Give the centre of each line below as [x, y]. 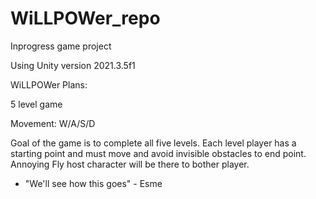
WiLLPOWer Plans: [49, 84]
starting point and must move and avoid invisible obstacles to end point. [158, 153]
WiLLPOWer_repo [85, 18]
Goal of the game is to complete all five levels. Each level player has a [153, 143]
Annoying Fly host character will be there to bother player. [130, 164]
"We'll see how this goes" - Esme [93, 183]
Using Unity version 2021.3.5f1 [73, 65]
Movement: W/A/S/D [53, 123]
